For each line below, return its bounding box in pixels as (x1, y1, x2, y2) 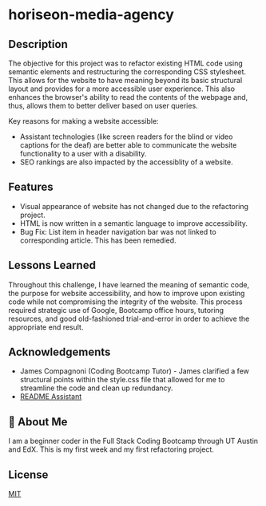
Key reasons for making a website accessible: (8, 117, 159, 125)
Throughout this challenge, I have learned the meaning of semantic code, (8, 279, 250, 289)
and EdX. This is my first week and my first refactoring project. (8, 445, 214, 454)
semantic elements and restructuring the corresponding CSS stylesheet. (8, 67, 246, 77)
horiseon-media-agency (8, 6, 174, 24)
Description (8, 38, 68, 51)
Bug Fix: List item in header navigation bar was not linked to (19, 227, 217, 236)
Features (8, 180, 54, 194)
